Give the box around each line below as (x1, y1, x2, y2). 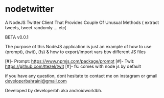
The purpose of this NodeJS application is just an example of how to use (5, 43, 152, 49)
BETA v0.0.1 (5, 34, 29, 40)
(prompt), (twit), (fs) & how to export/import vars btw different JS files (5, 49, 146, 55)
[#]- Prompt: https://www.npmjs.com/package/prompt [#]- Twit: (5, 58, 135, 64)
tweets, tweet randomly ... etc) (5, 24, 67, 30)
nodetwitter (5, 3, 54, 15)
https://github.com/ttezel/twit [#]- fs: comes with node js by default (5, 63, 141, 69)
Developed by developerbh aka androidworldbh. (5, 87, 103, 93)
